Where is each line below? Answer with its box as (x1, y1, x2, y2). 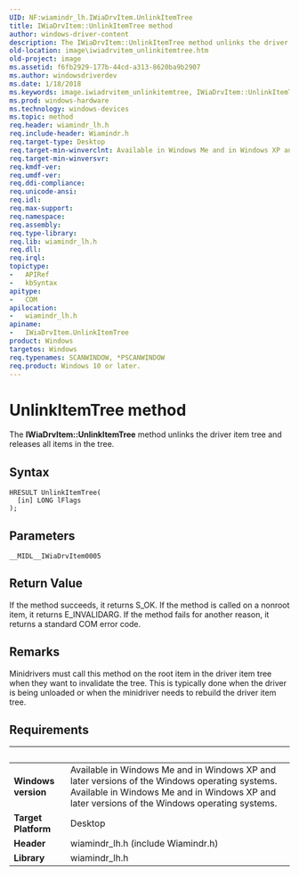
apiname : (9, 320, 42, 329)
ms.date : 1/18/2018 (9, 79, 82, 88)
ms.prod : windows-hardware (9, 95, 109, 105)
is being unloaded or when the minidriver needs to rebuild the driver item (9, 687, 277, 698)
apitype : (9, 286, 42, 295)
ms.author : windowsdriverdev (9, 71, 117, 80)
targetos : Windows (9, 344, 77, 353)
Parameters (9, 528, 76, 543)
